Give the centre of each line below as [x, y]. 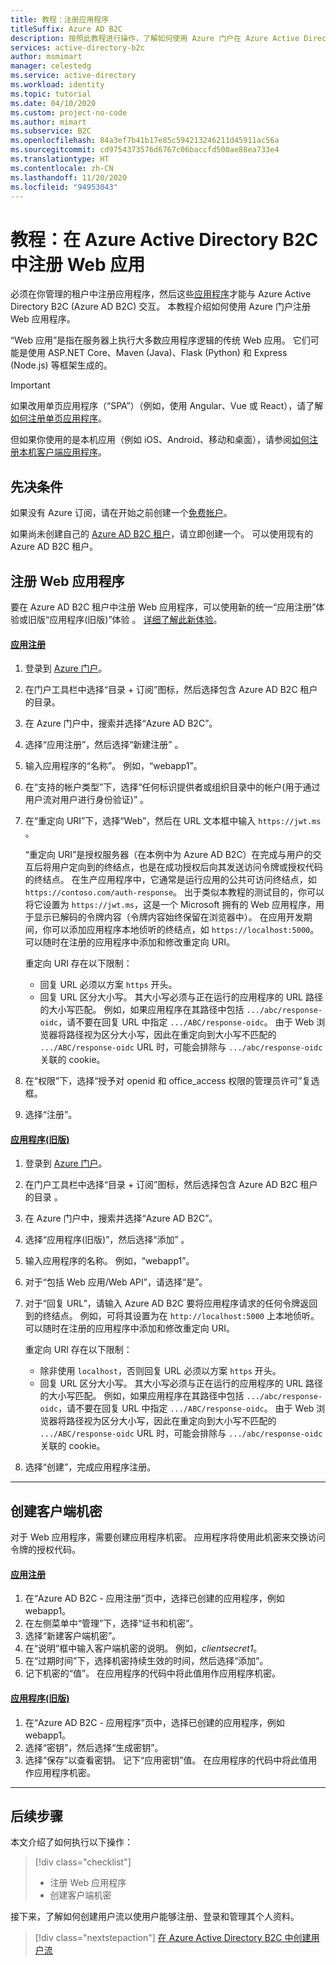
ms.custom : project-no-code [69, 112]
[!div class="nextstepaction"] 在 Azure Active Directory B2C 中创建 [173, 1938]
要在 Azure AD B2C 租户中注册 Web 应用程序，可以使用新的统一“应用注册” [163, 607]
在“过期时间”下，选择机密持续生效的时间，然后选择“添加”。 [146, 1661]
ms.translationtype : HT [60, 159]
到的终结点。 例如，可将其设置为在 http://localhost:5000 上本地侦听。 [172, 1316]
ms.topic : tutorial [51, 94]
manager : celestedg [51, 66]
